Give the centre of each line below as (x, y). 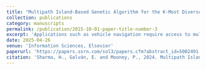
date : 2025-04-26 (29, 40)
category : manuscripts (35, 23)
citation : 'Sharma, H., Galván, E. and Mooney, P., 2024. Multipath (96, 57)
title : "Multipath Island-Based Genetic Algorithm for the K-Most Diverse (104, 12)
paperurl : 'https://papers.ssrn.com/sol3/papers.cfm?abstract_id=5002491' (104, 52)
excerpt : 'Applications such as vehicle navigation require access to (98, 35)
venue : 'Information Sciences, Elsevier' (60, 46)
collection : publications (39, 18)
